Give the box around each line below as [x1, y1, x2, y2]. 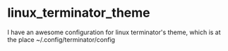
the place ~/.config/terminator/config [7, 35, 115, 43]
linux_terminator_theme [7, 5, 150, 21]
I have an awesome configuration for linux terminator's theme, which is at [7, 28, 221, 36]
